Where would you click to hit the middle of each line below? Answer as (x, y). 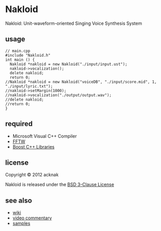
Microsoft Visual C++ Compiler (45, 136)
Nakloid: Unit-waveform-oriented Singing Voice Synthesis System (74, 23)
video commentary (32, 218)
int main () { (20, 60)
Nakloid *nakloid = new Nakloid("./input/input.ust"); (69, 64)
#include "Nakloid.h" (28, 55)
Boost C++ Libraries (33, 147)
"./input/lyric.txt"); (29, 86)
